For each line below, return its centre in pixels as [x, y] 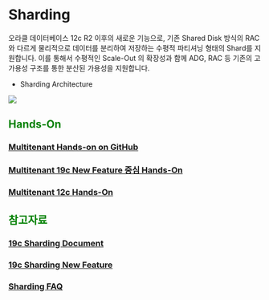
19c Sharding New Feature [61, 265]
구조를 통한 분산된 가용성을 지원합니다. [90, 68]
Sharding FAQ [36, 286]
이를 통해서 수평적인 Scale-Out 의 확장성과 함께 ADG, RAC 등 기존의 [145, 58]
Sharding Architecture [56, 84]
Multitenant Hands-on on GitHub [73, 148]
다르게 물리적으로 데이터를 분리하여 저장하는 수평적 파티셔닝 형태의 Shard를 [134, 48]
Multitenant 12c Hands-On [61, 193]
